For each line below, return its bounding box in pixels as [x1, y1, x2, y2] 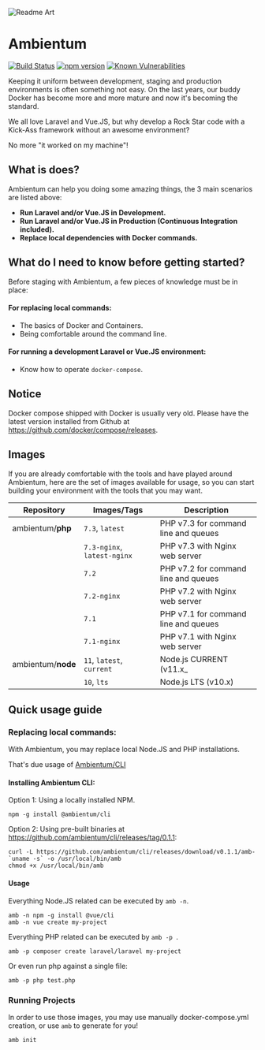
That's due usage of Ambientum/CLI [8, 760, 126, 769]
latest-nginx [84, 551, 132, 560]
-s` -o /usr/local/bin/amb [32, 855, 122, 863]
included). [19, 225, 55, 234]
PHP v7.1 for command [159, 608, 247, 619]
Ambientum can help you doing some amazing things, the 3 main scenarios [8, 184, 253, 193]
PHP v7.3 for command [159, 517, 247, 528]
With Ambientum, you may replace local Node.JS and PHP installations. [8, 745, 241, 754]
